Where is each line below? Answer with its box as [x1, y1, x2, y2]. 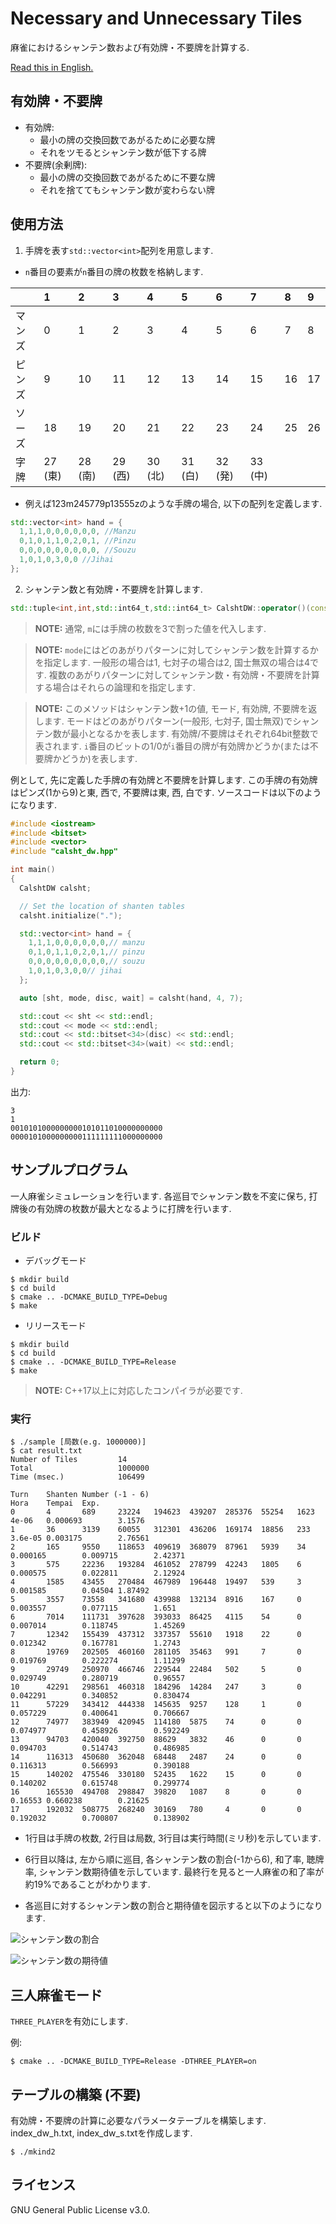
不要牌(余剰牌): [24, 158, 88, 171]
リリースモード [24, 1320, 87, 1332]
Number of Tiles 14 [10, 1455, 128, 1465]
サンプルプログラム [10, 1162, 128, 1179]
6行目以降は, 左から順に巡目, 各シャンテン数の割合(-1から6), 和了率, [24, 1853, 305, 1866]
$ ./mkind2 [10, 2147, 56, 2157]
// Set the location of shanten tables [19, 901, 186, 911]
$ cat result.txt [10, 1446, 83, 1456]
